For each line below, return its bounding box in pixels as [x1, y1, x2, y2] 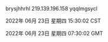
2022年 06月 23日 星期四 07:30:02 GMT [5, 30, 103, 37]
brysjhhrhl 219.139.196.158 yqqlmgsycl [5, 5, 98, 12]
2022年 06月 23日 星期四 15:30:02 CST [5, 17, 101, 24]
